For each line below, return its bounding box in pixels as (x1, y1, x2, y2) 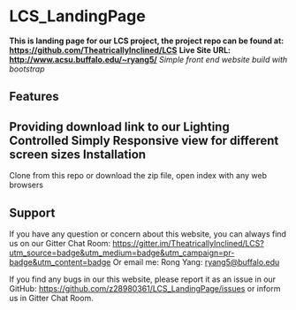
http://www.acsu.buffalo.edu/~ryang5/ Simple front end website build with (9, 54, 288, 64)
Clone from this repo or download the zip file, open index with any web (9, 170, 268, 181)
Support (9, 205, 56, 220)
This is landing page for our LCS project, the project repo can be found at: (9, 35, 285, 46)
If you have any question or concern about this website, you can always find (9, 228, 287, 239)
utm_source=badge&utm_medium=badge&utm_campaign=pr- (9, 247, 235, 258)
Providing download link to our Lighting (9, 119, 230, 134)
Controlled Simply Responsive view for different (9, 132, 279, 147)
